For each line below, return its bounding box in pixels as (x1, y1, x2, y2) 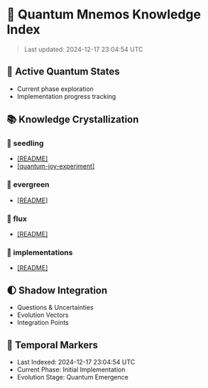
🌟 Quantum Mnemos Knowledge (6, 6, 202, 23)
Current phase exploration (16, 85, 94, 93)
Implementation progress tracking (16, 92, 116, 100)
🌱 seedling (6, 139, 44, 149)
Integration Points (16, 318, 69, 327)
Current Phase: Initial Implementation (16, 365, 126, 374)
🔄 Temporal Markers (6, 339, 99, 351)
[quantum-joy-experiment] (16, 162, 95, 171)
